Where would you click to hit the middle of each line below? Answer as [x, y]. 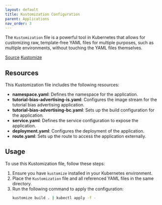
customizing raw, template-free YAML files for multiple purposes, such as [79, 43]
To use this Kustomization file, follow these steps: [55, 164]
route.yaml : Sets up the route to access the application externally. [79, 137]
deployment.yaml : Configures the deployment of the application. [78, 131]
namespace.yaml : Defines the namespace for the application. [75, 95]
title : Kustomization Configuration [42, 14]
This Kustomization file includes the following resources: [62, 85]
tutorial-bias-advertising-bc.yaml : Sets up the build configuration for [83, 110]
